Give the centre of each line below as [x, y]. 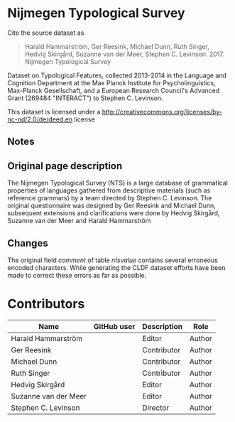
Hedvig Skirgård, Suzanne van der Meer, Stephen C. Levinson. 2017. [125, 54]
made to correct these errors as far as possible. [77, 275]
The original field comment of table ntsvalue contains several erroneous [113, 260]
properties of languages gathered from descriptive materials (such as [109, 190]
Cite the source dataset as [46, 33]
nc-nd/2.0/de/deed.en [40, 119]
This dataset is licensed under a [54, 112]
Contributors [46, 304]
